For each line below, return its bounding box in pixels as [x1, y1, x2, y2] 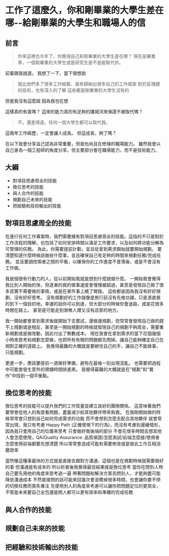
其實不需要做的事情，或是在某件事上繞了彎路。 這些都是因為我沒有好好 [9, 288, 156, 294]
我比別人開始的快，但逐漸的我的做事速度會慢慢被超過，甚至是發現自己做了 [5, 282, 159, 288]
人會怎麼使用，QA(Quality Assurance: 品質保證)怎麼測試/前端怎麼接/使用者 [5, 435, 160, 441]
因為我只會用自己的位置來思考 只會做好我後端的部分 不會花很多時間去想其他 [5, 428, 162, 434]
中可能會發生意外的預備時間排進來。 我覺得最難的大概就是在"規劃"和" [5, 366, 149, 372]
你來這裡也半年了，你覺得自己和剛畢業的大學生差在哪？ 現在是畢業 [17, 53, 156, 59]
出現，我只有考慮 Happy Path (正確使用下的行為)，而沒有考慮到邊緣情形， [9, 422, 163, 428]
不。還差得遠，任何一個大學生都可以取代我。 [17, 119, 111, 125]
